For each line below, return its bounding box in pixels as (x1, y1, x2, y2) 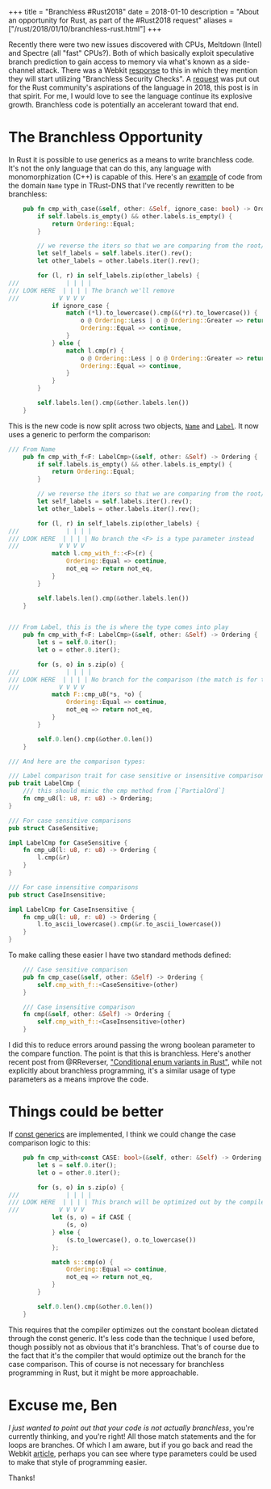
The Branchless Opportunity (8, 129, 203, 146)
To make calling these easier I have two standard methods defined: (8, 950, 231, 960)
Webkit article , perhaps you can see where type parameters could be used (8, 1449, 256, 1458)
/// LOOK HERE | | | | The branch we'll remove (8, 286, 175, 294)
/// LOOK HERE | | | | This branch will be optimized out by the (8, 1198, 236, 1207)
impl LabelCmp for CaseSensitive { (8, 838, 128, 847)
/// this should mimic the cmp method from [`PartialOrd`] (23, 787, 226, 795)
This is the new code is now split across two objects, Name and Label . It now (8, 420, 260, 431)
